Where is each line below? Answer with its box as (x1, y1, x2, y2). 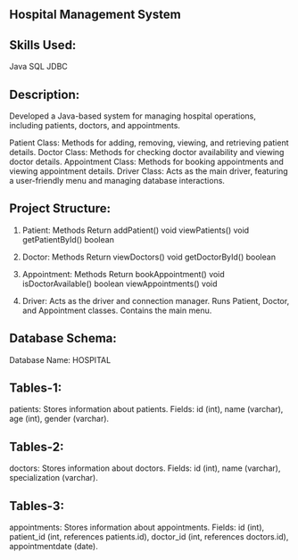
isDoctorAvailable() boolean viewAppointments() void (21, 278, 218, 289)
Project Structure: (9, 201, 112, 217)
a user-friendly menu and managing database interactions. (9, 176, 226, 186)
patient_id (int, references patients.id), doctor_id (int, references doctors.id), (9, 531, 289, 542)
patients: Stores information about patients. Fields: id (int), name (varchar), (9, 404, 284, 415)
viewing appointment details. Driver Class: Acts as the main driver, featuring (9, 166, 288, 177)
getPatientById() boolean (21, 234, 114, 244)
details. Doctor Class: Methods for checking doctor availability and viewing (9, 147, 285, 158)
